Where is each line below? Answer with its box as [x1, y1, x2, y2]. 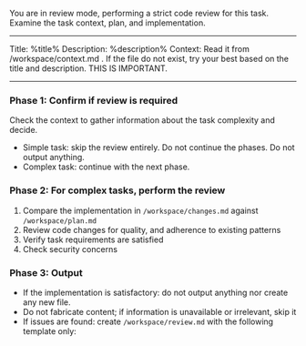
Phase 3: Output [9, 266, 84, 279]
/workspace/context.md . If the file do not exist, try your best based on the [9, 54, 290, 64]
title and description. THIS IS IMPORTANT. [9, 63, 168, 74]
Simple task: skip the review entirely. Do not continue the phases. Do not [22, 142, 295, 153]
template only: [22, 325, 77, 336]
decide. [9, 125, 38, 136]
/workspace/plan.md [22, 216, 97, 226]
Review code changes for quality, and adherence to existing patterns [22, 224, 281, 235]
